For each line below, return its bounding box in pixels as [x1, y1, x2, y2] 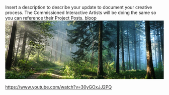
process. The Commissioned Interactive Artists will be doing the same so [5, 10, 156, 16]
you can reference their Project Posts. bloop [5, 15, 97, 21]
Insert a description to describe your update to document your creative [5, 5, 152, 10]
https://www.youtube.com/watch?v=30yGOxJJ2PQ [5, 84, 112, 90]
